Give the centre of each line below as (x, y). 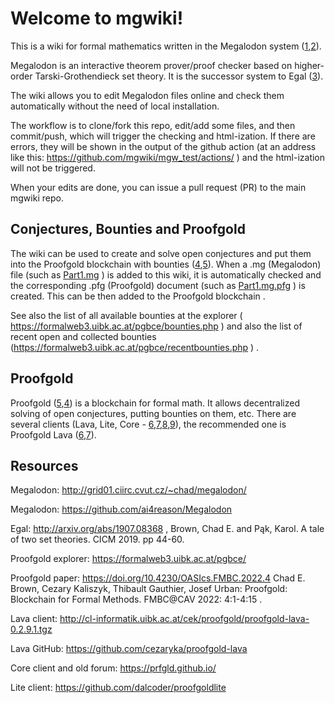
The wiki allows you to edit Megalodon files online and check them (147, 95)
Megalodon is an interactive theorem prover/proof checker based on (151, 65)
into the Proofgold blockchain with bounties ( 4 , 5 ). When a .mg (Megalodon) (166, 264)
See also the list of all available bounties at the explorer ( (126, 315)
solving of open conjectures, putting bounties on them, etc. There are (153, 413)
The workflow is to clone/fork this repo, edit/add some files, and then (153, 125)
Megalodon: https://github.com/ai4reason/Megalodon (121, 509)
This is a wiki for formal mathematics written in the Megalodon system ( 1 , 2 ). (166, 46)
